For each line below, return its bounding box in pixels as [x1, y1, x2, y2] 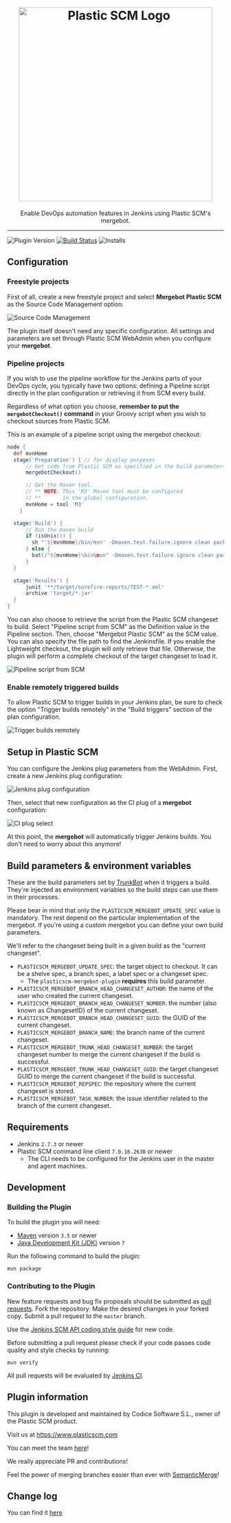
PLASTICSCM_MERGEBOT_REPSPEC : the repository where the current [16, 1079, 196, 1088]
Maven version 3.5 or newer [16, 1231, 98, 1240]
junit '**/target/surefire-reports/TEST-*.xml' [25, 584, 165, 590]
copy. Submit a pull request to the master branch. [7, 1311, 146, 1320]
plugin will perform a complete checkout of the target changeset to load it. [7, 652, 218, 660]
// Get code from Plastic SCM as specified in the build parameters [25, 463, 226, 470]
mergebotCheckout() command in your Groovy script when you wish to [7, 409, 206, 417]
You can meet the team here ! [7, 1444, 89, 1452]
